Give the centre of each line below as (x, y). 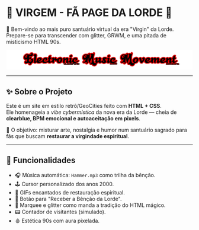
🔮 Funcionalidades (41, 160)
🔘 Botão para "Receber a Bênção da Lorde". (68, 199)
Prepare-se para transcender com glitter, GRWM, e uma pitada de (86, 35)
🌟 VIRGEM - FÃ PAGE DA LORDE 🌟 (89, 13)
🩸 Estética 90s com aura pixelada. (57, 221)
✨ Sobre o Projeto (39, 92)
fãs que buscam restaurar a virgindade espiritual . (68, 136)
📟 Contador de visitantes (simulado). (60, 212)
